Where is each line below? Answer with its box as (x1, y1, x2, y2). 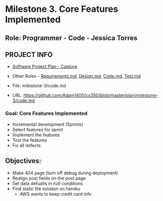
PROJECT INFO (5, 50, 53, 59)
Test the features (12, 137, 47, 143)
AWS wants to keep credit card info (19, 191, 92, 197)
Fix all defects (12, 142, 41, 148)
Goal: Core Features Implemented (5, 110, 88, 117)
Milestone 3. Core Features (5, 3, 119, 15)
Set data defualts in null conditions (12, 180, 83, 186)
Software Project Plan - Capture (12, 63, 78, 70)
